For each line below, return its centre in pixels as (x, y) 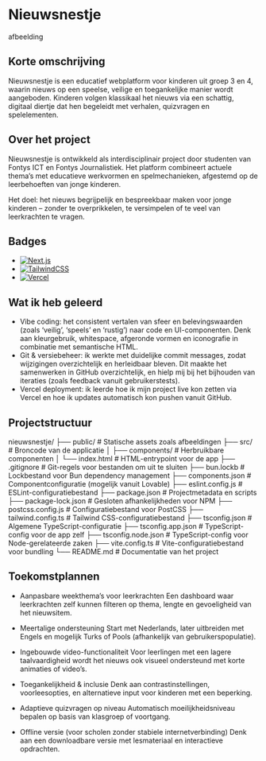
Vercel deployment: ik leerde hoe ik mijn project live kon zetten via (128, 389)
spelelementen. (33, 115)
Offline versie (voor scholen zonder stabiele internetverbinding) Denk (133, 732)
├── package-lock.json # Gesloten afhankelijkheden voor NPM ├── (120, 501)
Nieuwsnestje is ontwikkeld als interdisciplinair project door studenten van (130, 159)
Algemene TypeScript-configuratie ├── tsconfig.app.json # (106, 526)
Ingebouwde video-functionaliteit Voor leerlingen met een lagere (125, 652)
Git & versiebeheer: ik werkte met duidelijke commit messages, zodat (133, 355)
